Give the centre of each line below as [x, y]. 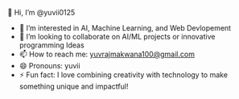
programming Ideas [52, 45]
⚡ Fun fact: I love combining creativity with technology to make [124, 75]
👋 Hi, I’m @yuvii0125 [41, 12]
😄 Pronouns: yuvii [50, 66]
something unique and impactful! [74, 86]
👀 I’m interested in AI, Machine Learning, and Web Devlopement [125, 28]
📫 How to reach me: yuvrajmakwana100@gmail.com [107, 54]
